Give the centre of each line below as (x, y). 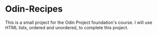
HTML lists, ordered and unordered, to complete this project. (67, 27)
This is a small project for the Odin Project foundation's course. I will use (79, 22)
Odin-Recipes (34, 9)
